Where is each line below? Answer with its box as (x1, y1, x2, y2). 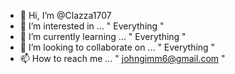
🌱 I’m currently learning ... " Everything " (19, 31, 187, 42)
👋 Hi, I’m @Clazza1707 (19, 10, 112, 21)
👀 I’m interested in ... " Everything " (19, 20, 165, 32)
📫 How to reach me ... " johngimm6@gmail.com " (19, 53, 226, 64)
